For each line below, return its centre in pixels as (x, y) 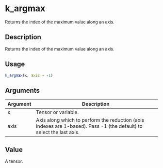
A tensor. (14, 161)
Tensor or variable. (57, 112)
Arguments (23, 90)
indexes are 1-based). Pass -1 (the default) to (89, 126)
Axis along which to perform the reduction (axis (90, 120)
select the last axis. (58, 133)
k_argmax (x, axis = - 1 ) (29, 75)
